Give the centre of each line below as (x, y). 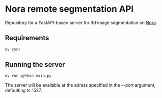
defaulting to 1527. (24, 90)
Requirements (27, 38)
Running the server (35, 65)
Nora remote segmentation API (69, 9)
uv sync (13, 49)
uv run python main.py (28, 76)
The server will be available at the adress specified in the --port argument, (80, 85)
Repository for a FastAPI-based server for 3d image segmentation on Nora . (81, 23)
